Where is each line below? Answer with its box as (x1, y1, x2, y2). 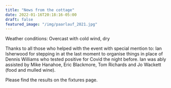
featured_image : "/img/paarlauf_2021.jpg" (5, 21, 98, 27)
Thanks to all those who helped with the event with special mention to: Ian (5, 45, 162, 51)
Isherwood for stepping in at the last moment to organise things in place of (5, 51, 163, 57)
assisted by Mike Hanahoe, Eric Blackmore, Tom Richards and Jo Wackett (5, 62, 162, 68)
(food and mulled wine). (5, 67, 56, 73)
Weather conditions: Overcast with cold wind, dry (5, 36, 110, 42)
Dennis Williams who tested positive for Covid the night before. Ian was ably (5, 56, 166, 63)
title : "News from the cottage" (5, 7, 74, 13)
